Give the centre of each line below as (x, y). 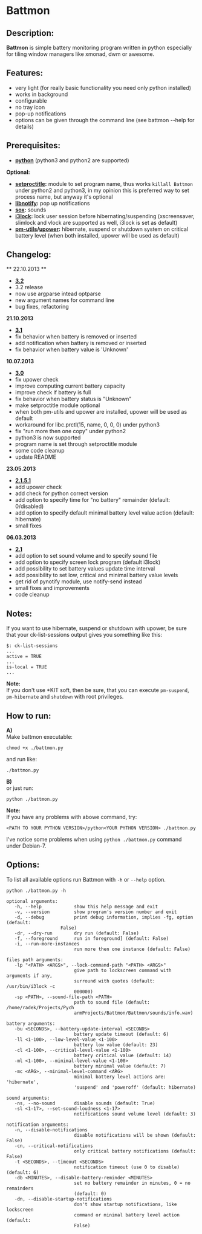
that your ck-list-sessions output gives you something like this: (84, 635)
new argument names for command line (65, 300)
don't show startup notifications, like (125, 1204)
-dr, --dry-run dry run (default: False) (77, 933)
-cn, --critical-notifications (54, 1146)
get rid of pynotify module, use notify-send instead (78, 581)
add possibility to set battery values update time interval (85, 569)
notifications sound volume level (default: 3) (135, 1114)
